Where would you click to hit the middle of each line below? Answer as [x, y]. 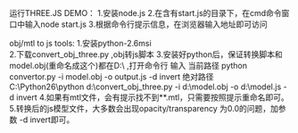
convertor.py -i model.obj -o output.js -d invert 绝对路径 [112, 77]
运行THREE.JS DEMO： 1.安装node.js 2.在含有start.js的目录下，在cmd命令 [146, 13]
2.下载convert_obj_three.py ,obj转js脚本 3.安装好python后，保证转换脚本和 [146, 54]
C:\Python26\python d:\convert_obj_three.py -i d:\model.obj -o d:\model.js [145, 87]
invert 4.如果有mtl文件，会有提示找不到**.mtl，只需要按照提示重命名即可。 [153, 97]
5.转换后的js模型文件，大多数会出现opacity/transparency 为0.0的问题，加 [144, 108]
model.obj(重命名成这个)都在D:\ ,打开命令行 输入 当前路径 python [128, 66]
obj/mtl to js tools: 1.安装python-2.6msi [80, 43]
